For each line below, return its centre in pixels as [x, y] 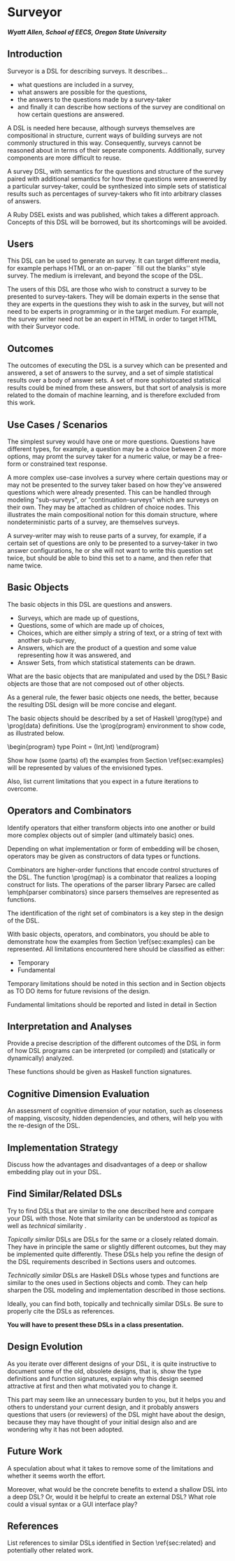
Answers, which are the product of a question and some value [107, 647]
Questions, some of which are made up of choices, [91, 625]
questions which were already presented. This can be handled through [109, 493]
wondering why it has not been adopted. [65, 1429]
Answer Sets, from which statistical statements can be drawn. [106, 662]
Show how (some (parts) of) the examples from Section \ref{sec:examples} [116, 760]
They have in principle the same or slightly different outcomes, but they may [117, 1246]
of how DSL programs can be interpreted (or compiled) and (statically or [111, 1051]
